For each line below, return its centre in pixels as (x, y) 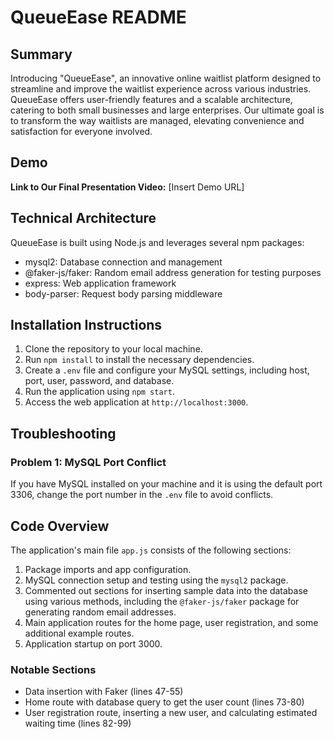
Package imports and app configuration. (108, 569)
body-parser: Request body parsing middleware (123, 293)
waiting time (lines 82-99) (78, 723)
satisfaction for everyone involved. (81, 131)
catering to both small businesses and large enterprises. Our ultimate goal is (167, 110)
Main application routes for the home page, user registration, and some (171, 622)
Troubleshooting (63, 433)
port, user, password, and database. (99, 381)
